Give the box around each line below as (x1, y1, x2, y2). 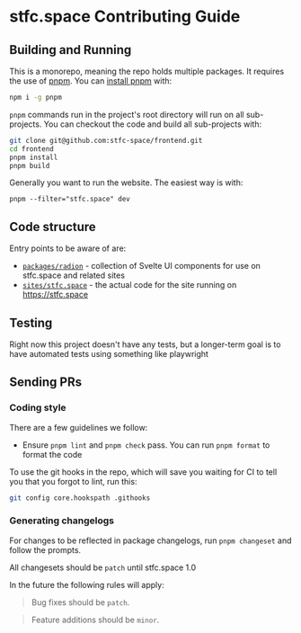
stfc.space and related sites (22, 270, 126, 281)
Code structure (9, 218, 96, 235)
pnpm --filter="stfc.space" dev (9, 195, 130, 204)
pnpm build (9, 161, 50, 170)
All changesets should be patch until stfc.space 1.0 (9, 562, 197, 573)
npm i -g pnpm (9, 93, 63, 102)
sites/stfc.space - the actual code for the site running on (22, 280, 237, 290)
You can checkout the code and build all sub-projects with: (43, 119, 262, 129)
